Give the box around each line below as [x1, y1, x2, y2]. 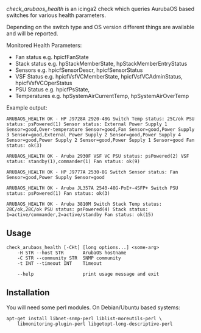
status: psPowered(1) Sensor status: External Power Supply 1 [6, 121, 167, 127]
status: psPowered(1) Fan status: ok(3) [6, 191, 111, 197]
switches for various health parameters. [6, 12, 107, 19]
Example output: [6, 104, 48, 111]
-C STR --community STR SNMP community [17, 255, 121, 261]
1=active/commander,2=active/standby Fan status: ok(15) [6, 212, 154, 218]
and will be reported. [6, 30, 58, 37]
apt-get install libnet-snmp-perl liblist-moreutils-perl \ [6, 315, 163, 321]
